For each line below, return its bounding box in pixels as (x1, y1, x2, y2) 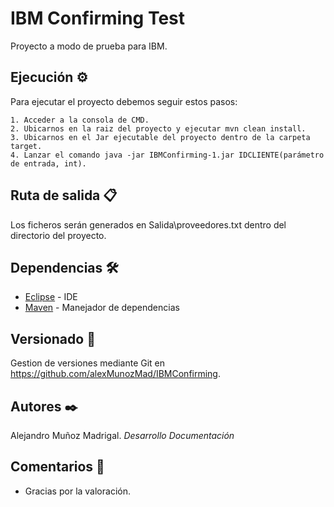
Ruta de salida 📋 (10, 187, 118, 204)
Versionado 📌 (10, 330, 96, 347)
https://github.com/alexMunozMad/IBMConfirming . (10, 368, 222, 380)
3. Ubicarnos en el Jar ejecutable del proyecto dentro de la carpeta (10, 132, 311, 142)
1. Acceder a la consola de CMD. (10, 115, 150, 125)
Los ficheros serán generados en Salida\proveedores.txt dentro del (10, 218, 287, 231)
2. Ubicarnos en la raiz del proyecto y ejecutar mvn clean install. (10, 123, 307, 134)
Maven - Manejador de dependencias (24, 302, 180, 314)
